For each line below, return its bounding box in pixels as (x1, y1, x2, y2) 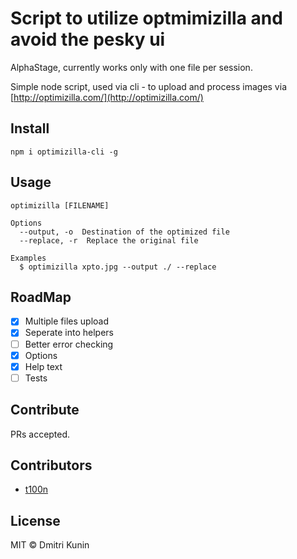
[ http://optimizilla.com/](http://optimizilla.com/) (10, 91, 204, 103)
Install (10, 120, 50, 137)
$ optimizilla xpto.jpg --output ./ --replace (19, 262, 217, 272)
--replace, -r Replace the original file (19, 235, 199, 246)
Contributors (10, 457, 93, 474)
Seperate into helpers (24, 327, 114, 339)
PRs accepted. (10, 428, 71, 440)
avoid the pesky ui (10, 28, 166, 51)
